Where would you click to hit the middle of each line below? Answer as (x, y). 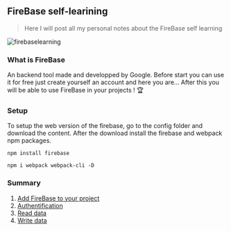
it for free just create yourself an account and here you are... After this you (113, 82)
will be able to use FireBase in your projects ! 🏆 (75, 90)
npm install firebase (38, 153)
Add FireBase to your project (58, 198)
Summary (24, 183)
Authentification (40, 205)
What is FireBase (36, 60)
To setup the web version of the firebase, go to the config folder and (105, 126)
